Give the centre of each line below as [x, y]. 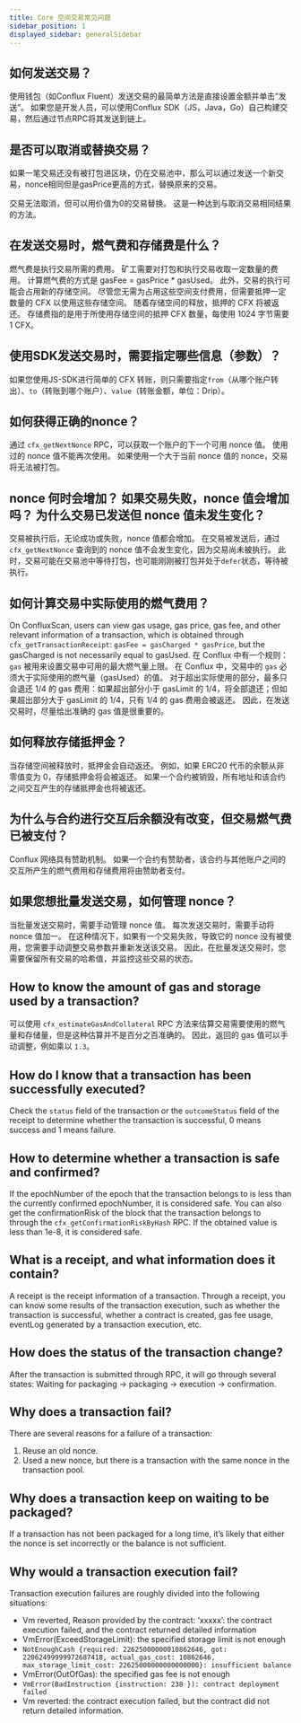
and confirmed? [55, 1172]
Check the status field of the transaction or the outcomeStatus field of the [144, 1111]
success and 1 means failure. [63, 1130]
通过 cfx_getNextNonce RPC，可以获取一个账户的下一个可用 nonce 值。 [140, 444]
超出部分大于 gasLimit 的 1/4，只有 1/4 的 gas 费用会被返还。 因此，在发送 [153, 700]
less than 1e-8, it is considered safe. [76, 1232]
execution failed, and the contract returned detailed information [139, 1630]
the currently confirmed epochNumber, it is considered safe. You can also [146, 1203]
